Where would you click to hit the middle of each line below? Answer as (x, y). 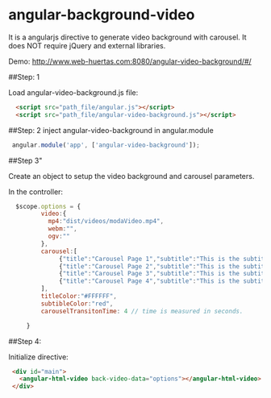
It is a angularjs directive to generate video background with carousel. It (128, 37)
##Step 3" (25, 160)
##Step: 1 (24, 77)
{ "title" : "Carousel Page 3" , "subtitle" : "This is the (150, 274)
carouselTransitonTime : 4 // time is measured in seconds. (142, 311)
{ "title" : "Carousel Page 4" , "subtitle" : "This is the (150, 281)
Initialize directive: (38, 357)
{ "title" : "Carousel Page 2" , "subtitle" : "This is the (150, 266)
